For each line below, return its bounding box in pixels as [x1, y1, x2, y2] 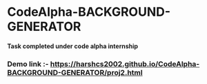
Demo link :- [7, 59, 49, 69]
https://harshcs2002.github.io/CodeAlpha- [50, 59, 200, 69]
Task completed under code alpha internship [7, 42, 139, 50]
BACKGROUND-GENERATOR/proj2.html [7, 67, 143, 77]
